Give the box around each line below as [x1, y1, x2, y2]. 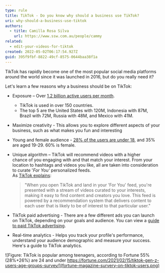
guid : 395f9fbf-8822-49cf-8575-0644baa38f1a [5, 54, 98, 59]
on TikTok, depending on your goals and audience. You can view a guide [12, 217, 160, 223]
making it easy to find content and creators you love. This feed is [24, 192, 156, 198]
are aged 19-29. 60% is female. [12, 142, 76, 148]
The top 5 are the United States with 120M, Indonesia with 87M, [19, 107, 148, 113]
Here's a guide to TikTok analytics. [12, 243, 82, 248]
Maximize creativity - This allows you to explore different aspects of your [12, 122, 160, 128]
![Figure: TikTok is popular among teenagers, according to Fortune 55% [5, 252, 150, 258]
